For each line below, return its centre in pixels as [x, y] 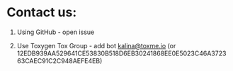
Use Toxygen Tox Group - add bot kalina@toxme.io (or [96, 45]
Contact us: [42, 12]
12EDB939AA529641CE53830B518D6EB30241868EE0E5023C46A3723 [121, 53]
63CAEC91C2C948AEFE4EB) [59, 60]
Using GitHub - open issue [56, 32]
